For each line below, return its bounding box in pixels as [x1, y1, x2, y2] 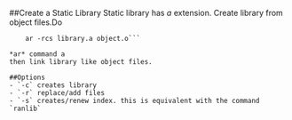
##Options [9, 73, 46, 82]
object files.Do [9, 17, 63, 28]
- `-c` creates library [9, 81, 98, 90]
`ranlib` [9, 104, 42, 113]
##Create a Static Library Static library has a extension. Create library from [9, 8, 284, 18]
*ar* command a [9, 50, 66, 59]
